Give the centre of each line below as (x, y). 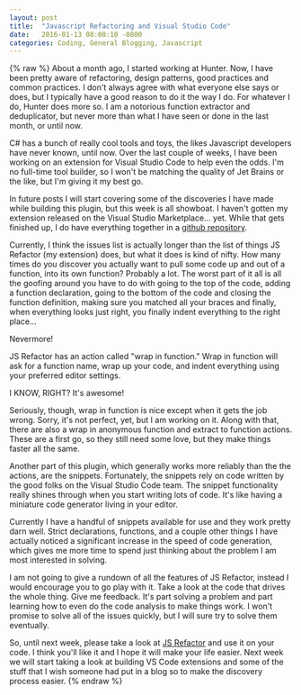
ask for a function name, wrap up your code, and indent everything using (145, 366)
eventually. (29, 626)
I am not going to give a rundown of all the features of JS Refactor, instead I (149, 578)
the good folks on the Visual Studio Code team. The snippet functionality (144, 485)
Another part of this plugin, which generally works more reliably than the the (150, 466)
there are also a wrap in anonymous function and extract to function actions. (151, 429)
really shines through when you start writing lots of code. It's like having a (146, 495)
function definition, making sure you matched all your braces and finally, (143, 302)
